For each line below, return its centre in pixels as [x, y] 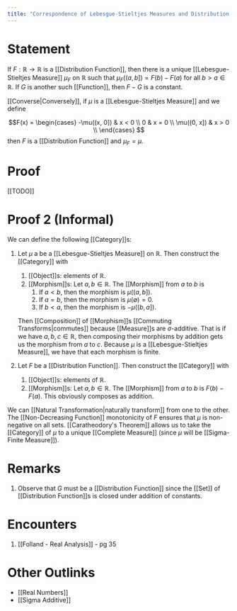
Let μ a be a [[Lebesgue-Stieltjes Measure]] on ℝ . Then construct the [118, 254]
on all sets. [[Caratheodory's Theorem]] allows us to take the [123, 425]
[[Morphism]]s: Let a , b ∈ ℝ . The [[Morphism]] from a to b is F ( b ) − [126, 388]
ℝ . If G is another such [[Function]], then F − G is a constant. [95, 87]
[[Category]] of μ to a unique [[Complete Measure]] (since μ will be [105, 432]
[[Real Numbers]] [43, 592]
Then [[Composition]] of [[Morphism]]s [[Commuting [94, 321]
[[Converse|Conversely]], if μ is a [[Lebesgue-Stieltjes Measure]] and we [114, 101]
